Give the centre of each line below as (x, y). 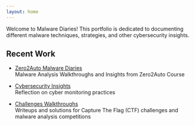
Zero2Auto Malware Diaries (48, 68)
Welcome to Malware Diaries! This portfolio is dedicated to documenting (95, 29)
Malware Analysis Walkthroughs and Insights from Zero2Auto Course (100, 75)
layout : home (22, 12)
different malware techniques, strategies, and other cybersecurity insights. (98, 35)
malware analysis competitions (53, 116)
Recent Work (31, 54)
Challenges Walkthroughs (47, 104)
